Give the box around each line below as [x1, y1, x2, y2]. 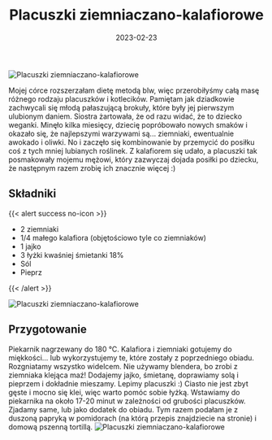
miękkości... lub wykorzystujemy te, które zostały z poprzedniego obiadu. [8, 352, 254, 363]
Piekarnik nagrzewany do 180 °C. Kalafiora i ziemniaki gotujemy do [8, 344, 233, 354]
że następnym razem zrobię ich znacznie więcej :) [8, 163, 176, 172]
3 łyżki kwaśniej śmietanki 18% [19, 250, 124, 259]
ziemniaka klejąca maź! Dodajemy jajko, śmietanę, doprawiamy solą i [8, 370, 240, 380]
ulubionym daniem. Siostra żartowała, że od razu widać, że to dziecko [8, 111, 242, 121]
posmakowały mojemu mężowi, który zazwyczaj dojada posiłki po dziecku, [8, 155, 259, 164]
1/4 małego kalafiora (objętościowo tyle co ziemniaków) [19, 233, 207, 242]
